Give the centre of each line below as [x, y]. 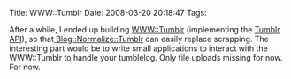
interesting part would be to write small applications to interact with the [138, 48]
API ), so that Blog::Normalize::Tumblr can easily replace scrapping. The [139, 39]
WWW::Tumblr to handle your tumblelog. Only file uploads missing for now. [146, 57]
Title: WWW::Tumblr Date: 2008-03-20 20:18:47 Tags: [108, 13]
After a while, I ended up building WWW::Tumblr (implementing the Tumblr [145, 29]
